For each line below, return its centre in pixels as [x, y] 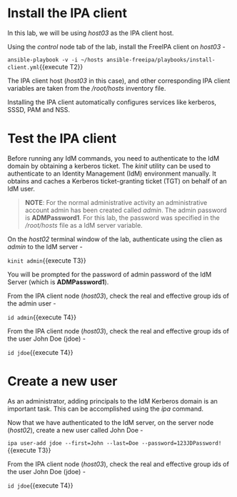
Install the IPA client [67, 13]
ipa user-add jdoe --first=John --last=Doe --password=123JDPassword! [115, 443]
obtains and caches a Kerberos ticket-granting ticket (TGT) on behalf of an [117, 181]
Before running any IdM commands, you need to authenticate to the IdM [114, 158]
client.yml [24, 67]
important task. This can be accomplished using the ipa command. [106, 408]
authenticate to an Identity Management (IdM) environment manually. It [112, 174]
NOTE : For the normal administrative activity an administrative [116, 202]
